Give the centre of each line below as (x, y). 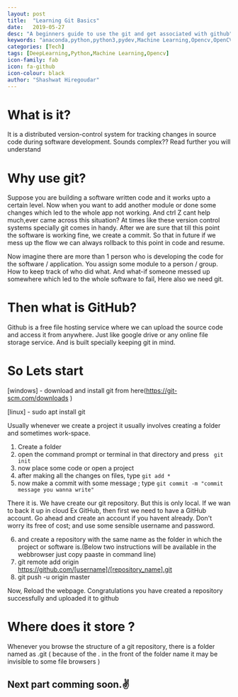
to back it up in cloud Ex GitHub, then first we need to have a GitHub (107, 511)
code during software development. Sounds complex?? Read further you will (119, 142)
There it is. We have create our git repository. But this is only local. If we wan (119, 503)
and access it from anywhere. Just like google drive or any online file (108, 335)
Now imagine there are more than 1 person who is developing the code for (115, 256)
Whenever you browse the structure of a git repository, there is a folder (111, 647)
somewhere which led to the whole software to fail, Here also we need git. (115, 279)
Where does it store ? (72, 627)
